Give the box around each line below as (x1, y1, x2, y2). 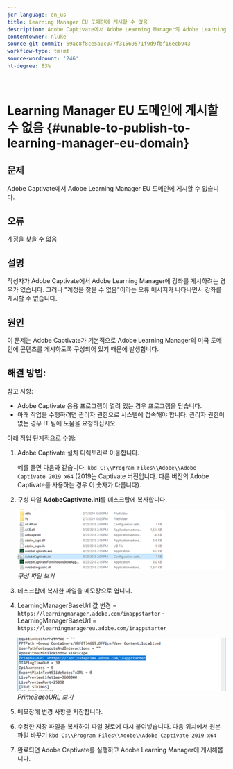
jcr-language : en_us (7, 11, 67, 18)
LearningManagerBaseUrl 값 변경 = (17, 601, 117, 610)
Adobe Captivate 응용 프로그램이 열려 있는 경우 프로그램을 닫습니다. (17, 401, 202, 409)
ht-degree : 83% (7, 62, 51, 69)
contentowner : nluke (7, 33, 67, 40)
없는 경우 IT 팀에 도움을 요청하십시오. (17, 419, 118, 427)
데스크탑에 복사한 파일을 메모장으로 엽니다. (17, 586, 133, 595)
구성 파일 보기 (17, 572, 55, 580)
